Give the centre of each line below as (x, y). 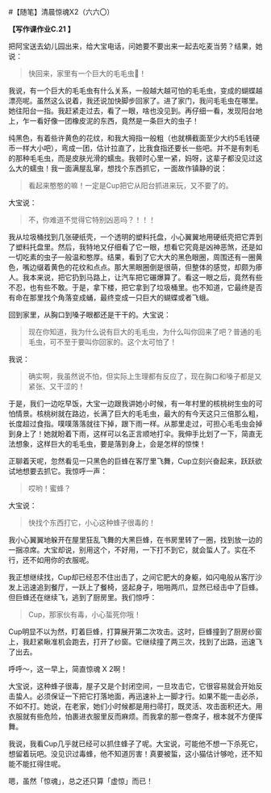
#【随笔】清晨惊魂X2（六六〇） (61, 12)
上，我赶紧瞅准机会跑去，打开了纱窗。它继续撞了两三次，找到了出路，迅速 (132, 642)
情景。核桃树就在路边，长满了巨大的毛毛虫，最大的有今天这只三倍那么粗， (139, 413)
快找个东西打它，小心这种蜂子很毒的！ (92, 522)
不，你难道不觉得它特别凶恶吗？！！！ (92, 220)
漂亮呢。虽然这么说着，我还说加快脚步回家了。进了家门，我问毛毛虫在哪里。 (135, 101)
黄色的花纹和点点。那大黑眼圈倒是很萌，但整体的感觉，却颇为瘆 (156, 267)
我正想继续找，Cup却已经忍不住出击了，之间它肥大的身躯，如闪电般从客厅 (132, 577)
